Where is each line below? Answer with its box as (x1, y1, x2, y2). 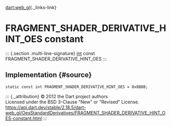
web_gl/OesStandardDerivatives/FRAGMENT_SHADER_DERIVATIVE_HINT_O (5, 110, 166, 116)
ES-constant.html (5, 115, 42, 121)
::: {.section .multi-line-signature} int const (5, 50, 95, 56)
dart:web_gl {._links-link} (5, 5, 56, 10)
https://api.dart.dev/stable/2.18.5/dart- (5, 104, 86, 110)
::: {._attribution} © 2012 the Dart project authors (5, 93, 108, 99)
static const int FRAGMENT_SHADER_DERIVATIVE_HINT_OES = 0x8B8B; (5, 84, 148, 89)
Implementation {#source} (5, 70, 92, 79)
